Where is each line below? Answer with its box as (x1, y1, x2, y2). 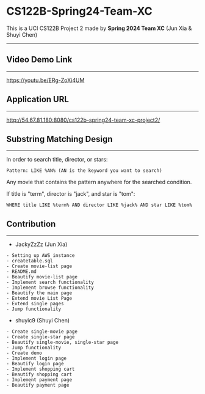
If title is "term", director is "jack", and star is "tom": (6, 190, 135, 198)
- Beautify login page (6, 361, 64, 367)
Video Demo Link (6, 54, 73, 65)
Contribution (6, 218, 56, 229)
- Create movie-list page (6, 263, 72, 270)
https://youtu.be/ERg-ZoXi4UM (6, 76, 85, 84)
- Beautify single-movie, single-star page (6, 340, 119, 346)
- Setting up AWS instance (6, 253, 75, 259)
